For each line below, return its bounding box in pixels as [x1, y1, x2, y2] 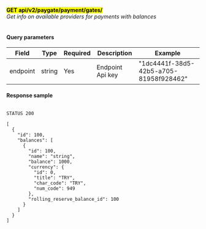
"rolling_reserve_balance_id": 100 [28, 197, 120, 203]
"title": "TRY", [33, 175, 75, 181]
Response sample [6, 91, 53, 99]
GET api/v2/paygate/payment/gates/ [6, 7, 103, 13]
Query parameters [6, 33, 55, 40]
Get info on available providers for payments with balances [6, 13, 156, 20]
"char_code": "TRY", [33, 180, 86, 187]
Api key [96, 71, 118, 80]
